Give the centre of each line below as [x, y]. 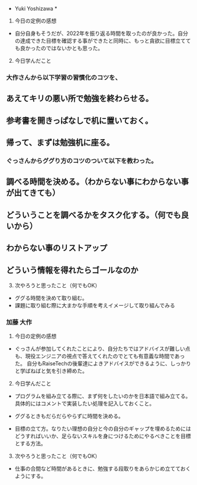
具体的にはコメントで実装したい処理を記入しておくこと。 [85, 404]
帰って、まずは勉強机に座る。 [60, 142]
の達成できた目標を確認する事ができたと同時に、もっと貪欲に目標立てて [103, 41]
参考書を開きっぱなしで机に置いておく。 [80, 121]
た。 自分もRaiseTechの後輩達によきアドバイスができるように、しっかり [103, 364]
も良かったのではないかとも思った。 [59, 48]
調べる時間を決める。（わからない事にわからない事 [98, 182]
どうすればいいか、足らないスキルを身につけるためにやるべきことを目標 [103, 436]
